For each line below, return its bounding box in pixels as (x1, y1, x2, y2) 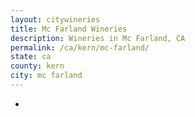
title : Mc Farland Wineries (10, 24, 128, 34)
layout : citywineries (10, 14, 101, 25)
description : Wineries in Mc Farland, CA (10, 33, 186, 43)
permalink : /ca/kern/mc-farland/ (10, 42, 150, 53)
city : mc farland (10, 71, 83, 81)
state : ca (10, 52, 52, 62)
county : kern (10, 61, 65, 71)
